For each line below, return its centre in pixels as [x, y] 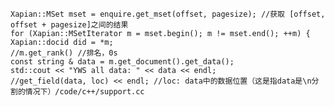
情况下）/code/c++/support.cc [84, 92]
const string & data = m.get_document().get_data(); [122, 62]
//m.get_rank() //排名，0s [64, 53]
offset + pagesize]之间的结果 [69, 25]
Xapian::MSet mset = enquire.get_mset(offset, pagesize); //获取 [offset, [168, 14]
